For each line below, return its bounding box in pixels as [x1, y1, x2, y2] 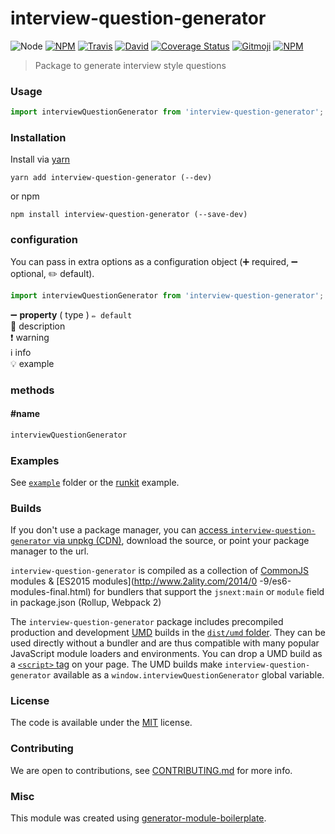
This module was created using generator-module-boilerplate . [10, 812, 267, 824]
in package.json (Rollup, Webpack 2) [10, 597, 162, 609]
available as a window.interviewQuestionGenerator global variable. [53, 669, 325, 681]
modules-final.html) [10, 586, 92, 598]
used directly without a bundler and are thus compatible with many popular [10, 637, 320, 649]
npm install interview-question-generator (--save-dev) [10, 210, 248, 220]
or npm [10, 190, 40, 202]
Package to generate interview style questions [34, 59, 227, 71]
